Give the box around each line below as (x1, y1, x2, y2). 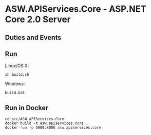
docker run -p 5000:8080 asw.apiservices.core (5, 125, 101, 130)
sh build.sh (5, 72, 29, 77)
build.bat (5, 90, 25, 95)
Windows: (5, 81, 25, 87)
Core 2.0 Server (5, 14, 71, 25)
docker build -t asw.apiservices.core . (5, 121, 89, 126)
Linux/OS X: (5, 63, 29, 69)
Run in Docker (5, 104, 49, 112)
